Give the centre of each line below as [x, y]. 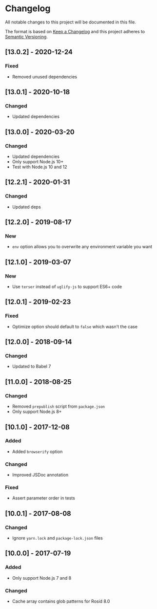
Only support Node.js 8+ [37, 412]
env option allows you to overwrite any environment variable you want [82, 247]
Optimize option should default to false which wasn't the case [75, 326]
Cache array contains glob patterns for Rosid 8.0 [61, 601]
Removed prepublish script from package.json [58, 407]
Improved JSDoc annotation [40, 475]
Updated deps [27, 207]
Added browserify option [37, 451]
